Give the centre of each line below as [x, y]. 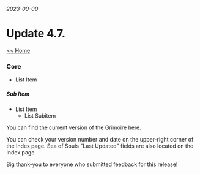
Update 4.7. [36, 34]
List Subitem [40, 116]
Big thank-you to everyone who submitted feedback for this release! [92, 164]
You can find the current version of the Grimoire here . [74, 127]
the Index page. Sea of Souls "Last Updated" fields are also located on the [100, 146]
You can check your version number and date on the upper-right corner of [100, 140]
